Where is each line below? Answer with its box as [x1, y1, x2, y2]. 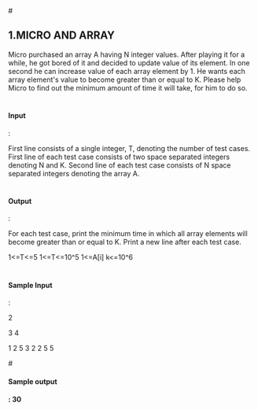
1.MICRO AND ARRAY [8, 29, 116, 42]
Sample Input [8, 280, 53, 290]
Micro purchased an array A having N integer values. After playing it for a [8, 50, 245, 59]
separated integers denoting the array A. [8, 168, 140, 178]
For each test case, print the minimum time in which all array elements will [8, 229, 248, 238]
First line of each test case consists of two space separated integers [8, 152, 230, 161]
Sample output [8, 376, 57, 386]
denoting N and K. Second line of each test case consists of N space [8, 160, 231, 170]
